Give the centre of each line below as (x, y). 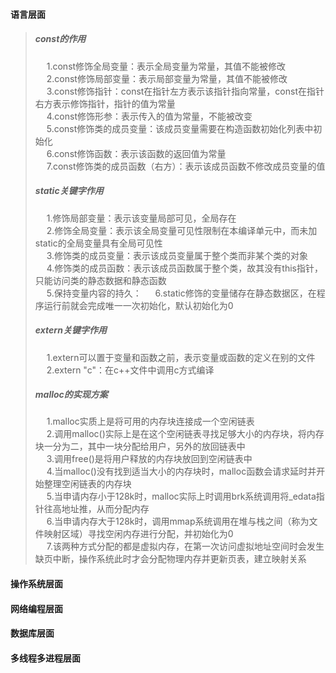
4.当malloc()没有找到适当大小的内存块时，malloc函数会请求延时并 (181, 471)
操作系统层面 (36, 584)
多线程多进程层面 (45, 658)
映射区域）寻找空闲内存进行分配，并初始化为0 (138, 534)
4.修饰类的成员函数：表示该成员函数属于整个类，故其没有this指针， (184, 268)
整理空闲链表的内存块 (87, 484)
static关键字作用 (69, 191)
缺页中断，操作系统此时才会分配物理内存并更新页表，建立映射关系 (170, 559)
